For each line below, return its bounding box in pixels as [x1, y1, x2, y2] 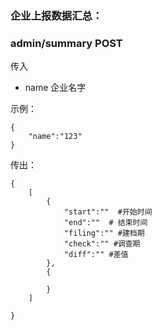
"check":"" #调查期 [63, 239, 141, 249]
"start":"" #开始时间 [63, 207, 153, 217]
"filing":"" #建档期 [63, 228, 145, 239]
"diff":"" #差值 [63, 250, 129, 260]
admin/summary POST [10, 36, 123, 50]
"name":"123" [28, 132, 83, 142]
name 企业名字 [24, 82, 87, 94]
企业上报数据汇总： [10, 8, 103, 22]
